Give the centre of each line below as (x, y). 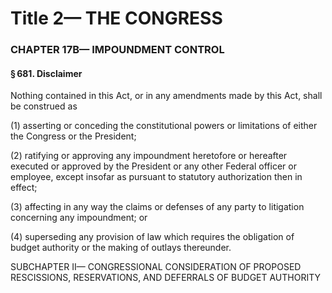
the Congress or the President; (73, 136)
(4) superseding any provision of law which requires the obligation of (152, 237)
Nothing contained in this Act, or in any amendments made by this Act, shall (166, 96)
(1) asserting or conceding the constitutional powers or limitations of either (164, 126)
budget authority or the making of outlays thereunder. (121, 248)
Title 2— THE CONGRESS (116, 18)
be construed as (44, 106)
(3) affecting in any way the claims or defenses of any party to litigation (157, 207)
